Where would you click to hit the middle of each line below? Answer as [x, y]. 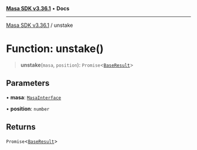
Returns [21, 127]
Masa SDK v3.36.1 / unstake [40, 25]
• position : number [28, 109]
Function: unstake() [55, 49]
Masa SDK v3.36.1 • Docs [38, 8]
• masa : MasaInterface [34, 97]
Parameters [28, 83]
